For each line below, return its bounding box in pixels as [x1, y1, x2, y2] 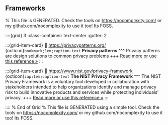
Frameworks [5, 4, 46, 13]
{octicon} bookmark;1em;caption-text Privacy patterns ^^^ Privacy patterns [5, 47, 160, 53]
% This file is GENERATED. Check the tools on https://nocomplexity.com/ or [5, 17, 162, 23]
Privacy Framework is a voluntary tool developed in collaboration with [5, 78, 149, 84]
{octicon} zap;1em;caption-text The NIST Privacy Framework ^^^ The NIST [5, 73, 161, 79]
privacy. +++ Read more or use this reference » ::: [5, 94, 109, 100]
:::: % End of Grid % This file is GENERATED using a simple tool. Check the [5, 104, 160, 110]
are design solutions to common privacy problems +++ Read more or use [5, 53, 157, 59]
